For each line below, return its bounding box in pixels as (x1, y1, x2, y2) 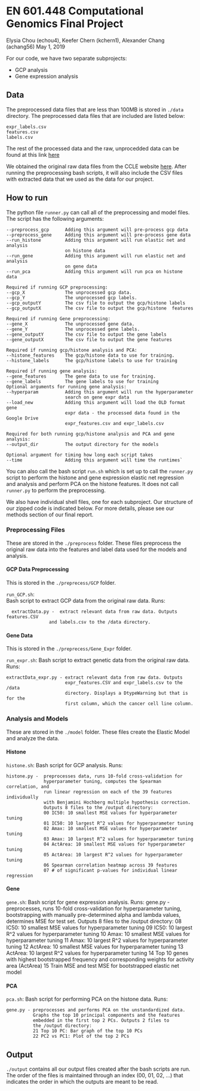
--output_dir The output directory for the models (6, 441, 159, 447)
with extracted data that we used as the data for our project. (6, 175, 154, 183)
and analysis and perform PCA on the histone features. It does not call (6, 480, 179, 487)
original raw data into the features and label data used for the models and (6, 546, 187, 553)
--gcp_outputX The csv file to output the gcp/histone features (6, 305, 194, 311)
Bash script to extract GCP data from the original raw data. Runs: (6, 597, 165, 604)
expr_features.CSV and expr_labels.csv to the (64, 680, 183, 686)
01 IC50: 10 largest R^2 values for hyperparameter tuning (44, 820, 194, 826)
